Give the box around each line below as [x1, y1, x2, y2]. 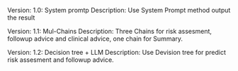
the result [7, 13, 35, 22]
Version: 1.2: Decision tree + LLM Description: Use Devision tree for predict [7, 49, 227, 56]
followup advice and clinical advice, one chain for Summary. [7, 34, 183, 43]
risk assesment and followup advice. [7, 56, 115, 64]
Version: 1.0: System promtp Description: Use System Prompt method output [7, 6, 231, 14]
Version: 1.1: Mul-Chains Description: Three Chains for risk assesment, [7, 27, 212, 35]
